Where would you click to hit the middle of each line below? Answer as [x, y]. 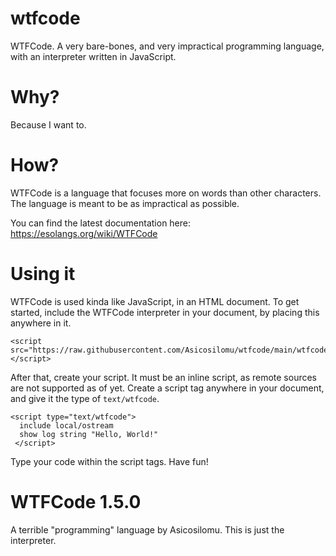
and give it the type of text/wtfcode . [85, 398]
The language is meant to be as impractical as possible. [125, 203]
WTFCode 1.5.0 [76, 501]
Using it [43, 274]
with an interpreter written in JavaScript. [93, 56]
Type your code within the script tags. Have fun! [109, 461]
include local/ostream [66, 425]
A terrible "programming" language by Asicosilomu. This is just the [147, 529]
